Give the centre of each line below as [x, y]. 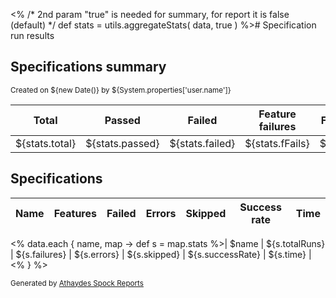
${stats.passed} [122, 143]
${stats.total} [46, 143]
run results [32, 35]
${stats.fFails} [277, 143]
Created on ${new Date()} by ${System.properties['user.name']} [121, 90]
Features [75, 213]
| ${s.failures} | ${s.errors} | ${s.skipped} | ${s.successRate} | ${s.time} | [161, 254]
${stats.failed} [202, 143]
